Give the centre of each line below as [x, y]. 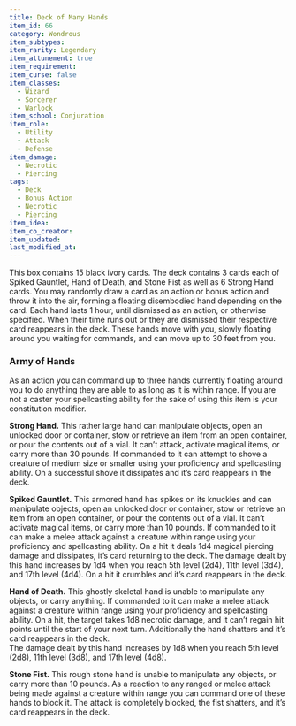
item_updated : [35, 240]
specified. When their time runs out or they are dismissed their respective [143, 320]
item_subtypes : [37, 42]
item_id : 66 [31, 26]
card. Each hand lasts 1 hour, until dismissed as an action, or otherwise [138, 310]
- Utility [35, 133]
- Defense [35, 149]
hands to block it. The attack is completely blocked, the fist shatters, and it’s [148, 703]
